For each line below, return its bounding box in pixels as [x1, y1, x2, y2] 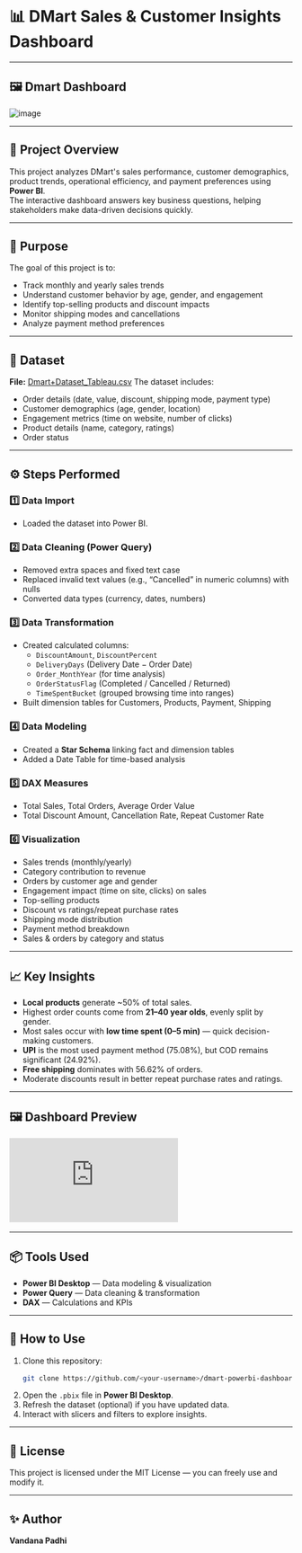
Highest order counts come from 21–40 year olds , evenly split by [22, 1007, 263, 1017]
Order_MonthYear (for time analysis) [35, 669, 166, 679]
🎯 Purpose [9, 238, 69, 253]
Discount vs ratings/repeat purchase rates [22, 904, 179, 916]
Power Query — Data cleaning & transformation [22, 1287, 200, 1298]
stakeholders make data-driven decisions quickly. [9, 204, 193, 215]
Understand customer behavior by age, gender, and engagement [22, 289, 263, 300]
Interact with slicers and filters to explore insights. [22, 1409, 208, 1420]
